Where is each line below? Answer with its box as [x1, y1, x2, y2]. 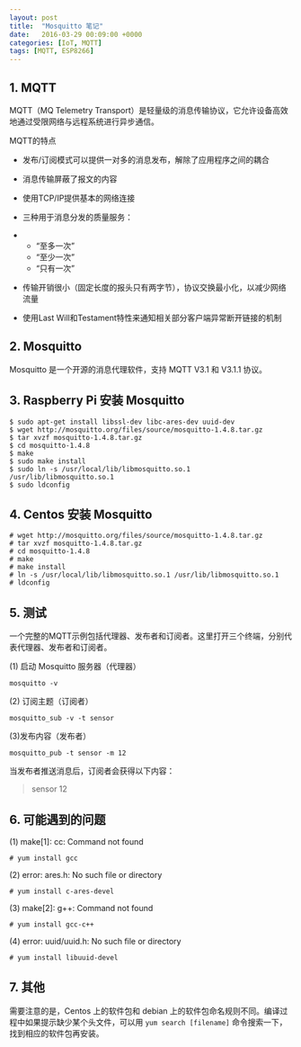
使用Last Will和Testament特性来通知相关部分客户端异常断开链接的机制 [22, 312, 282, 323]
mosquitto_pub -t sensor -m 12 [9, 748, 127, 758]
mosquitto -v [9, 679, 58, 688]
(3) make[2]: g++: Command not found [9, 903, 154, 913]
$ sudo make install [9, 456, 87, 466]
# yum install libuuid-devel [9, 953, 119, 962]
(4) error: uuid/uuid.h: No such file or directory [9, 936, 181, 946]
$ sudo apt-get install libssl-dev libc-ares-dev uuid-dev [9, 417, 235, 426]
